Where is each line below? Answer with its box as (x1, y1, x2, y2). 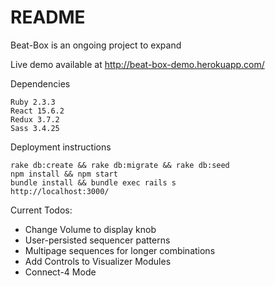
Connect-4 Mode (24, 266, 97, 278)
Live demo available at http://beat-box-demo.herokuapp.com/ (10, 58, 265, 70)
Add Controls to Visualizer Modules (24, 255, 172, 267)
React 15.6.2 (10, 106, 65, 116)
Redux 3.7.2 (10, 114, 60, 125)
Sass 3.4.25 (10, 123, 60, 133)
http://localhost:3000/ (10, 186, 110, 196)
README (10, 6, 86, 29)
